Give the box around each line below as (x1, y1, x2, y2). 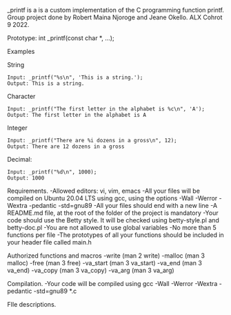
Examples (7, 48, 35, 55)
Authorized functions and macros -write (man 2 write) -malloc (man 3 (7, 251, 205, 260)
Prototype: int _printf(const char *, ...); (7, 34, 115, 42)
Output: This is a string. (7, 80, 85, 87)
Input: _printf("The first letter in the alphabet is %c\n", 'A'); (7, 106, 205, 113)
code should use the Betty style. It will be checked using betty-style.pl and (7, 216, 219, 224)
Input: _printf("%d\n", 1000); (7, 169, 97, 175)
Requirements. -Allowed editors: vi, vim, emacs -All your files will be (7, 187, 200, 195)
